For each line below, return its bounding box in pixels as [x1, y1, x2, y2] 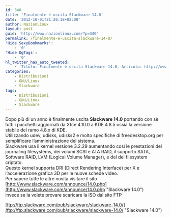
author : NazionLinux [5, 21, 49, 27]
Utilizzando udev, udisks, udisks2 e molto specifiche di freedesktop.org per [5, 132, 164, 139]
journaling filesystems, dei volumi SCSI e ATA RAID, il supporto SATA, [5, 149, 150, 155]
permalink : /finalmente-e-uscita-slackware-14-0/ [5, 36, 113, 41]
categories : [5, 69, 31, 74]
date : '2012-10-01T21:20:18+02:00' [5, 17, 81, 22]
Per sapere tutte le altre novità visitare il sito [5, 176, 98, 182]
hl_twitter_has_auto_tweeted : [5, 60, 70, 65]
